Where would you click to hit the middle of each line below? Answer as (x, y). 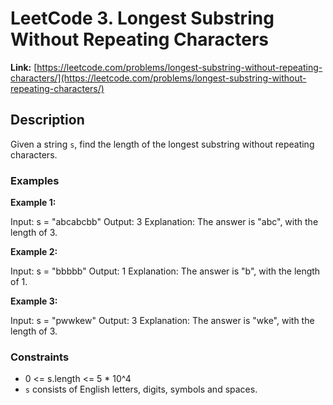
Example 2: (34, 252)
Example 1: (33, 203)
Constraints (40, 357)
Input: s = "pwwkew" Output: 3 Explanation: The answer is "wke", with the (162, 321)
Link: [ (24, 67)
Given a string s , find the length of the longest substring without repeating (162, 144)
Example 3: (34, 301)
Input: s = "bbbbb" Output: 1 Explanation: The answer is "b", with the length (165, 271)
